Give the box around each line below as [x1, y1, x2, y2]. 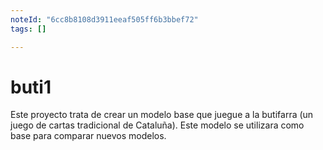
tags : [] [10, 24, 47, 34]
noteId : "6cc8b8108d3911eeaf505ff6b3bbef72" [10, 14, 199, 25]
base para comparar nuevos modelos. [10, 130, 167, 142]
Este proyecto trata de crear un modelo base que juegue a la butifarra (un [10, 109, 314, 121]
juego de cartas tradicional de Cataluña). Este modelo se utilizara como [10, 119, 305, 131]
